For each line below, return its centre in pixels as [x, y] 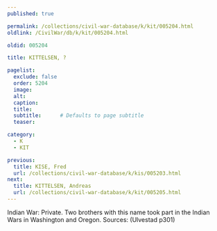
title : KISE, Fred [40, 167]
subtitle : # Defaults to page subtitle [79, 115]
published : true [31, 14]
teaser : [25, 122]
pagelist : [21, 70]
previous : [21, 160]
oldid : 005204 [28, 45]
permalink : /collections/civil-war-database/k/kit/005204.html [101, 26]
